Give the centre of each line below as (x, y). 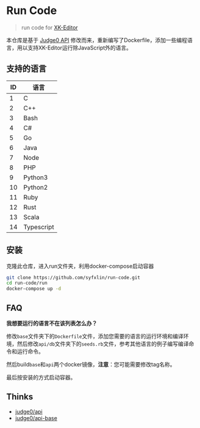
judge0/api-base (36, 418)
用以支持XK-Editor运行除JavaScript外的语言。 (74, 48)
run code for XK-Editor (49, 27)
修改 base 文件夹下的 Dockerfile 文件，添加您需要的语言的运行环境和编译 (95, 336)
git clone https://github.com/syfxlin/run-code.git (73, 277)
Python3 (36, 177)
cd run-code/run (27, 283)
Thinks (20, 397)
